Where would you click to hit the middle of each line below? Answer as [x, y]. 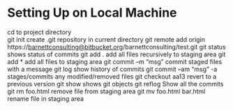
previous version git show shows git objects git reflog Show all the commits [115, 84]
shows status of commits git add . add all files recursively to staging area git [116, 54]
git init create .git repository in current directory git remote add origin [106, 39]
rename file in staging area [46, 98]
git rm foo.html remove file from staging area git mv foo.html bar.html [106, 91]
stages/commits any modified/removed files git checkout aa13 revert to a [112, 76]
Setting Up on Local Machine [92, 13]
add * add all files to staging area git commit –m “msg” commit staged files [114, 61]
